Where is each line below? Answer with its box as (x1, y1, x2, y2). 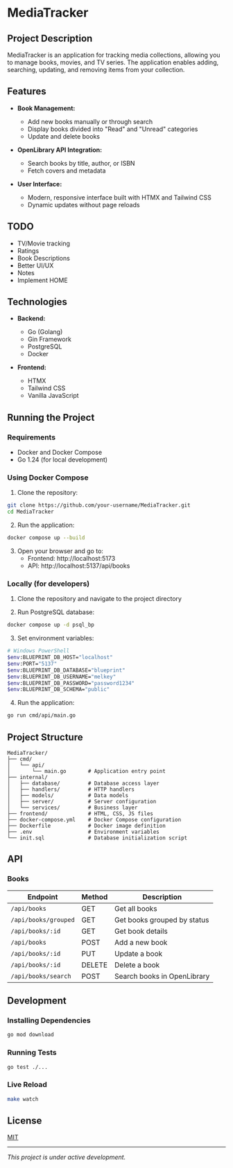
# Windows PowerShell (7, 647, 70, 654)
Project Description (7, 33, 93, 44)
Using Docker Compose (7, 473, 89, 482)
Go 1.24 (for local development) (17, 455, 108, 464)
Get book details (114, 926, 169, 936)
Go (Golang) (27, 328, 63, 336)
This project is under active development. (7, 1153, 126, 1162)
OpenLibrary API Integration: (17, 146, 103, 154)
